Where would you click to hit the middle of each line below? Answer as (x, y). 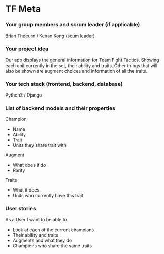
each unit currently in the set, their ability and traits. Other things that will (81, 65)
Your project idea (27, 49)
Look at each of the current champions (53, 230)
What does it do (29, 165)
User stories (21, 209)
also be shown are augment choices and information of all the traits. (76, 71)
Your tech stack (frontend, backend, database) (64, 84)
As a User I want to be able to (36, 219)
